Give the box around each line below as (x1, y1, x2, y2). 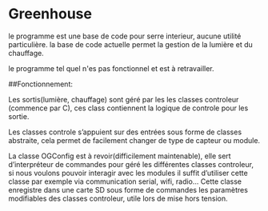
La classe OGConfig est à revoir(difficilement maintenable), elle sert (8, 151, 231, 161)
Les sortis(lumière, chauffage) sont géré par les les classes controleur (8, 94, 239, 104)
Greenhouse (8, 5, 92, 23)
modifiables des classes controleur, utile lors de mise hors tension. (8, 193, 228, 203)
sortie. (8, 111, 30, 121)
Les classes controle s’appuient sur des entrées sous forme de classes (8, 127, 242, 137)
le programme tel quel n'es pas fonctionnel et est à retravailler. (8, 63, 214, 73)
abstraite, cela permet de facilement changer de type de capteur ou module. (8, 135, 261, 145)
